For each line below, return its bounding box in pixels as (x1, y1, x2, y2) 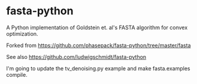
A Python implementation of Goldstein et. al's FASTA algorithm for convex (6, 24, 188, 31)
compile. (6, 71, 28, 78)
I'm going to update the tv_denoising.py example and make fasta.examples (6, 64, 190, 72)
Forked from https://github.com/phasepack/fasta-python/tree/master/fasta (6, 42, 191, 49)
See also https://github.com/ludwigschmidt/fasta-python (6, 53, 147, 60)
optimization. (6, 30, 38, 37)
